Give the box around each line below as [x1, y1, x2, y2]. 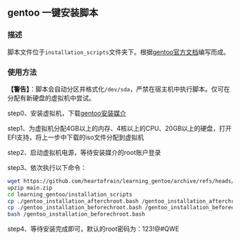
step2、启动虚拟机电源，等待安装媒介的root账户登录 [7, 148, 161, 156]
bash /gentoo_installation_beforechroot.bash [7, 211, 145, 218]
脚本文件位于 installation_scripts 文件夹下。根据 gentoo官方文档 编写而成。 [7, 47, 230, 56]
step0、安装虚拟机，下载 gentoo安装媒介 [7, 109, 126, 117]
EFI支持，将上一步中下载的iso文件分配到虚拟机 [7, 133, 144, 141]
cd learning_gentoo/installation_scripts [7, 191, 133, 198]
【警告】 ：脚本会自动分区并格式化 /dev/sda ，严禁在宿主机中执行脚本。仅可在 [7, 84, 231, 93]
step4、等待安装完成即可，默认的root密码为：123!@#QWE [7, 224, 180, 234]
